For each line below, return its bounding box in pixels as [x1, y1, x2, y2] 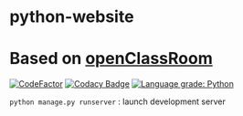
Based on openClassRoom [9, 48, 213, 69]
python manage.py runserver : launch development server [9, 96, 226, 107]
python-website [9, 6, 134, 27]
